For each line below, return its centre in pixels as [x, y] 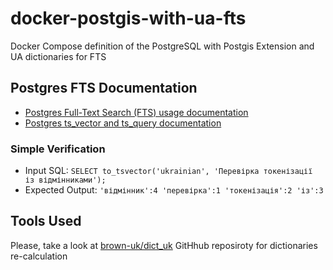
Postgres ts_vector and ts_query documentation [123, 123]
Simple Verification [58, 149]
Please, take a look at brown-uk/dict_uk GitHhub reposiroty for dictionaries [164, 245]
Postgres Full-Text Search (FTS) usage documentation [136, 112]
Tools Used [46, 221]
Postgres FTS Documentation [104, 88]
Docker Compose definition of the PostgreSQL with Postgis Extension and [162, 46]
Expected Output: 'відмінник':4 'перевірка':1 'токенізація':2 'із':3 [174, 190]
